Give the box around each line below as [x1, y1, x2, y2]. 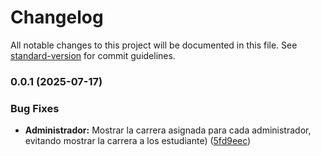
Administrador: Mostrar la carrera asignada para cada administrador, [24, 124, 312, 136]
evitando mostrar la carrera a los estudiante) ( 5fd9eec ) [24, 135, 252, 147]
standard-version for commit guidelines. [10, 49, 176, 61]
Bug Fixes [10, 101, 60, 115]
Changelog [10, 6, 104, 29]
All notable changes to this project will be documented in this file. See [10, 39, 298, 51]
